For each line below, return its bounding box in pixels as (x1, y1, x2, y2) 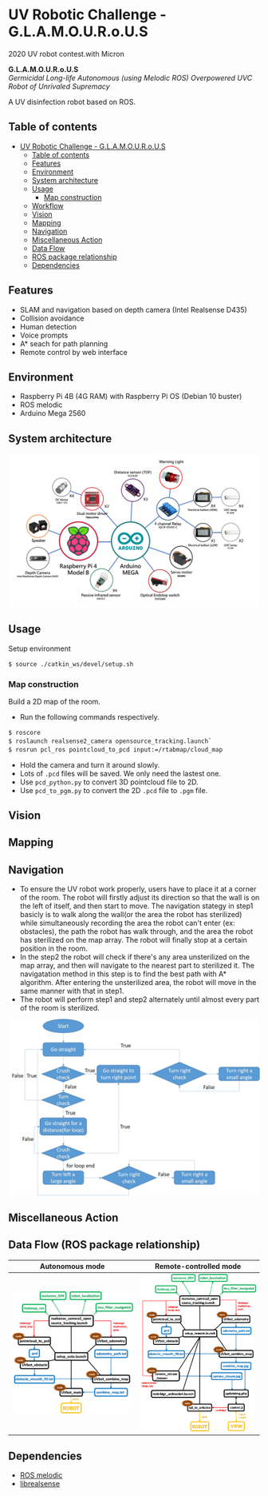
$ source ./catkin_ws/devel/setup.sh (8, 660, 134, 668)
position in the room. (19, 943, 88, 953)
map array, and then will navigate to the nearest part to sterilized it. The (19, 961, 255, 971)
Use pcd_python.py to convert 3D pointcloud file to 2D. (19, 777, 199, 787)
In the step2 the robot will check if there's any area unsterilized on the (19, 952, 250, 962)
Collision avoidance (19, 313, 85, 323)
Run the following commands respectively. (19, 712, 160, 721)
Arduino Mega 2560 (19, 409, 86, 418)
